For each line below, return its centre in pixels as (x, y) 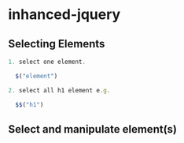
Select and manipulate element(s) (92, 129)
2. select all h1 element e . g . (59, 90)
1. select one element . (47, 62)
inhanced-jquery (64, 15)
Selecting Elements (57, 44)
